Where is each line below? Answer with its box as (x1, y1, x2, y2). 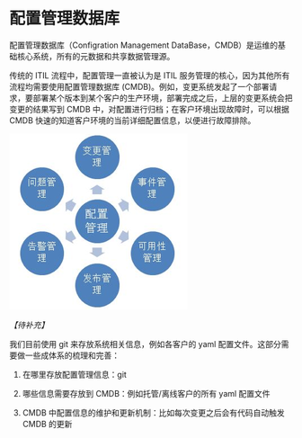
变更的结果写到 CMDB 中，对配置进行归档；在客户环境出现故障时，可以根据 (9, 103, 290, 114)
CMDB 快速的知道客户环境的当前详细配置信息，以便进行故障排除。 (9, 114, 256, 126)
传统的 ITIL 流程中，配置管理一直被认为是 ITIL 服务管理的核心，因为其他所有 (9, 69, 290, 81)
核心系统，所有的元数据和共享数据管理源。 (16, 50, 175, 61)
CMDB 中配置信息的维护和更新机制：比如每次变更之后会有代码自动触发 (22, 407, 285, 418)
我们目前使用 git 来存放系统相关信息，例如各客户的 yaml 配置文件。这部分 (9, 338, 281, 349)
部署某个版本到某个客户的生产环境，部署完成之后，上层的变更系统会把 (32, 92, 293, 103)
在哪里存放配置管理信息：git (22, 369, 128, 380)
